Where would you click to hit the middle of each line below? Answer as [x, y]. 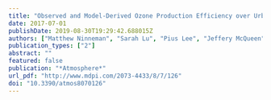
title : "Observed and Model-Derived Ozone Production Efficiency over [129, 16]
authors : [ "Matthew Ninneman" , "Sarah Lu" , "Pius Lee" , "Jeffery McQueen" [137, 38]
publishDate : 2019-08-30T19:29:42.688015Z [81, 31]
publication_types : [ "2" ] [52, 46]
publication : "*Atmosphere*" [57, 69]
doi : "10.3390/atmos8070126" [57, 83]
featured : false [35, 61]
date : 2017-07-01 [38, 23]
